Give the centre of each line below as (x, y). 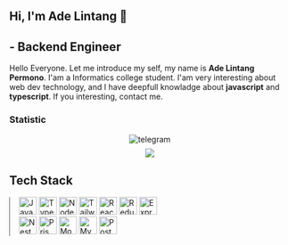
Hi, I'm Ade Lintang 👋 (68, 16)
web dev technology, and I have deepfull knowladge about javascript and (144, 87)
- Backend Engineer (66, 47)
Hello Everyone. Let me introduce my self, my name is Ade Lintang (132, 69)
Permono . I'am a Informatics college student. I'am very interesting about (143, 78)
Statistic (28, 119)
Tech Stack (41, 180)
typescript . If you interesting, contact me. (86, 97)
